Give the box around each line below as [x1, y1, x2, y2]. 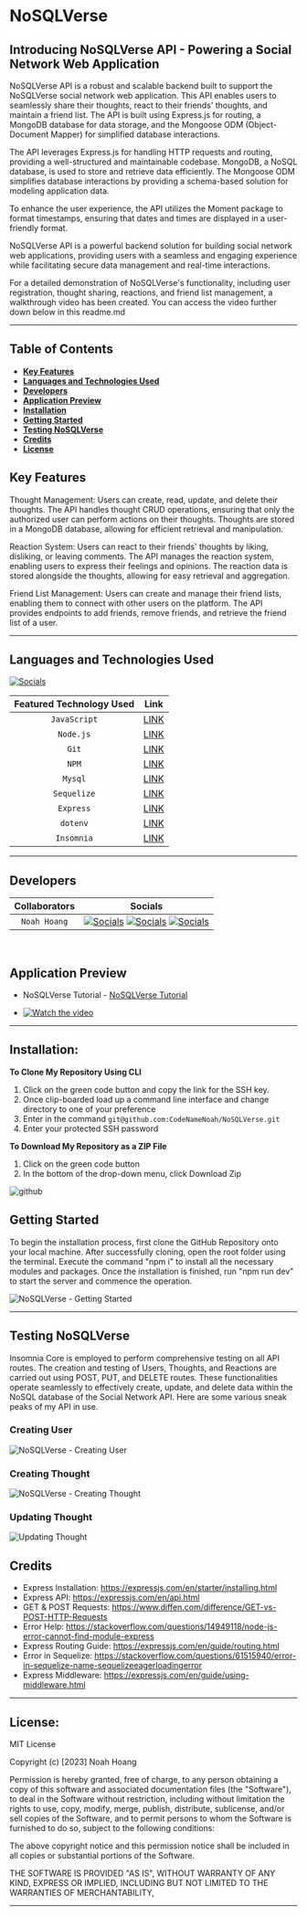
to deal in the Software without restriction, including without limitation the [9, 1794, 285, 1805]
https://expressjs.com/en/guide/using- [103, 1669, 249, 1681]
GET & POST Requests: [22, 1602, 111, 1613]
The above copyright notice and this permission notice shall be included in [9, 1840, 290, 1851]
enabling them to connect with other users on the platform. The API [9, 598, 263, 609]
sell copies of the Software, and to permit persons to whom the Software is [9, 1813, 292, 1824]
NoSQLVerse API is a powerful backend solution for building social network [9, 240, 292, 251]
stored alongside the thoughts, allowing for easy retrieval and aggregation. [9, 570, 291, 581]
